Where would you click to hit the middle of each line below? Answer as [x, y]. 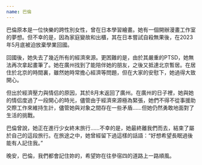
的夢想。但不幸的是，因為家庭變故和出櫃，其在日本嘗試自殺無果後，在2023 [100, 37]
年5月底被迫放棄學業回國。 [40, 44]
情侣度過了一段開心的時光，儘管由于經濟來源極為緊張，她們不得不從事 [98, 100]
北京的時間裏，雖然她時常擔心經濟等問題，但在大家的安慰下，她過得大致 [106, 72]
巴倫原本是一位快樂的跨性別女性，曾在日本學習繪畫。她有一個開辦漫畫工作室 [101, 29]
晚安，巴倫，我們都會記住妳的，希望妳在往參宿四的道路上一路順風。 [90, 155]
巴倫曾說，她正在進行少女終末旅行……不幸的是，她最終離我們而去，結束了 [98, 128]
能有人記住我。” [25, 143]
